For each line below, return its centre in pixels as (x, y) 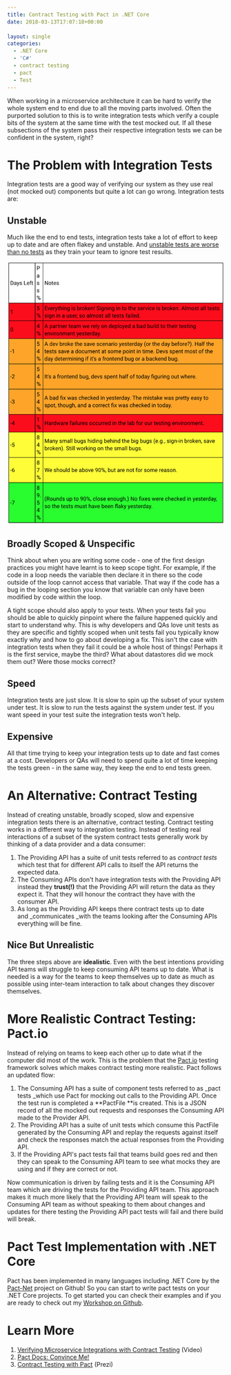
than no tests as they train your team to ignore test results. (90, 252)
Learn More (41, 1330)
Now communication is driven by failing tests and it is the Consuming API (111, 1182)
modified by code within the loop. (55, 597)
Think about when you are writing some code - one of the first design (106, 560)
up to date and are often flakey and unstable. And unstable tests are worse (113, 244)
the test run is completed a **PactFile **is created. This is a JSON (112, 1103)
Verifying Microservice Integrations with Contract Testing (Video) (110, 1349)
